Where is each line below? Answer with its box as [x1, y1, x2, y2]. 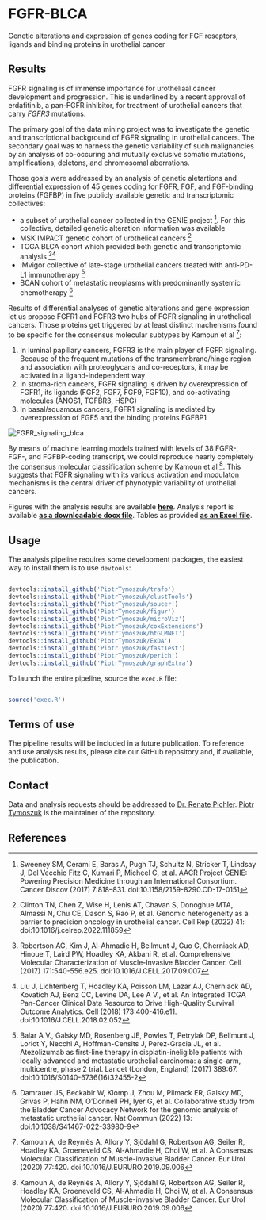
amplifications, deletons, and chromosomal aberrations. [8, 158, 190, 167]
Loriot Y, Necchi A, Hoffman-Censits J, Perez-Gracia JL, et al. [19, 1039, 222, 1049]
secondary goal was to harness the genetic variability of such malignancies [8, 140, 255, 151]
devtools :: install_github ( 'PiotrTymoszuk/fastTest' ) [8, 644, 186, 653]
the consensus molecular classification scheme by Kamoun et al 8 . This [8, 460, 241, 471]
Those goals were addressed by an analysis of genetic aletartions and [8, 173, 237, 182]
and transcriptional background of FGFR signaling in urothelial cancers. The [8, 132, 255, 142]
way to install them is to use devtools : [8, 563, 131, 573]
